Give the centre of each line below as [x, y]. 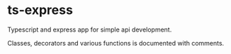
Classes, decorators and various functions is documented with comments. [116, 43]
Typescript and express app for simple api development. [90, 29]
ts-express [40, 10]
